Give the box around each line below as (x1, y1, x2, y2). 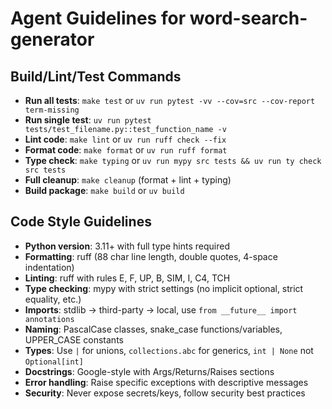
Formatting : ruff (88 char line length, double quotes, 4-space (24, 250, 278, 262)
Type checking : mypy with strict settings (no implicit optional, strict (24, 282, 304, 294)
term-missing (24, 105, 80, 115)
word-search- (189, 7, 308, 30)
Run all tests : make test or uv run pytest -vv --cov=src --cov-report (24, 95, 316, 106)
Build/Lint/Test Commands (10, 68, 182, 85)
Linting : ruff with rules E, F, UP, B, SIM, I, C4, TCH (24, 272, 231, 284)
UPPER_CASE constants (24, 333, 124, 346)
